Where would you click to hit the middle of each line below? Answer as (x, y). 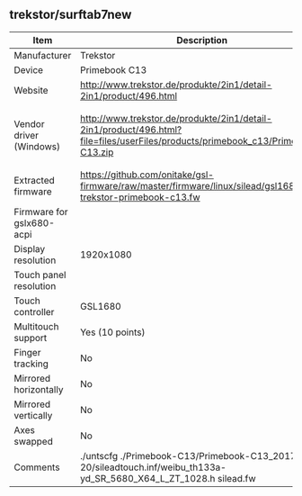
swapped (34, 441)
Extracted (35, 180)
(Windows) (37, 146)
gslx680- (35, 222)
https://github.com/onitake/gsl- (147, 175)
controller (34, 311)
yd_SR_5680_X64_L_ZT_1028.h (147, 478)
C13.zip (97, 152)
